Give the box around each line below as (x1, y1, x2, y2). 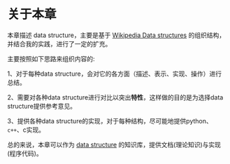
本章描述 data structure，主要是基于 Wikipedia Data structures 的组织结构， (7, 31, 226, 39)
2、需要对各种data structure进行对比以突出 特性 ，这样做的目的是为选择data (7, 93, 224, 102)
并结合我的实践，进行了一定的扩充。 (7, 39, 112, 48)
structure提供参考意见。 (7, 102, 77, 110)
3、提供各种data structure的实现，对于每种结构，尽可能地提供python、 (7, 116, 213, 125)
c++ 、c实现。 (7, 125, 45, 134)
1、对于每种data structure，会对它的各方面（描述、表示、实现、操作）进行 (7, 69, 222, 78)
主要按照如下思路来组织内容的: (7, 54, 96, 63)
